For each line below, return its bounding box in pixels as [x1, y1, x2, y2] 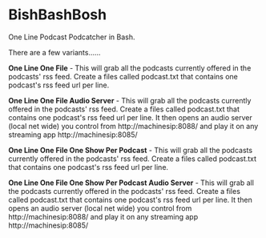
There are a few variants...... [8, 47, 102, 57]
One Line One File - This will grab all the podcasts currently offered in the [8, 63, 252, 73]
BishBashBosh [8, 6, 107, 24]
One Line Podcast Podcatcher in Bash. [8, 32, 135, 42]
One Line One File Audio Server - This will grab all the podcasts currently [8, 95, 252, 105]
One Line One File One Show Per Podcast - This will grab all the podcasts [8, 145, 253, 155]
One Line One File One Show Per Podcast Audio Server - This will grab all [8, 178, 255, 188]
